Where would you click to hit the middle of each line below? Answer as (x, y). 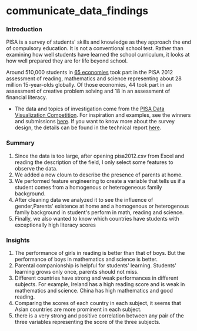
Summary (21, 143)
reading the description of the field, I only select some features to (94, 162)
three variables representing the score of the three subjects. (87, 322)
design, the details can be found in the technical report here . (88, 127)
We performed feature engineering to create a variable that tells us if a (100, 181)
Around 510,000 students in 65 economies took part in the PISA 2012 (90, 73)
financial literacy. (27, 97)
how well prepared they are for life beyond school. (67, 61)
